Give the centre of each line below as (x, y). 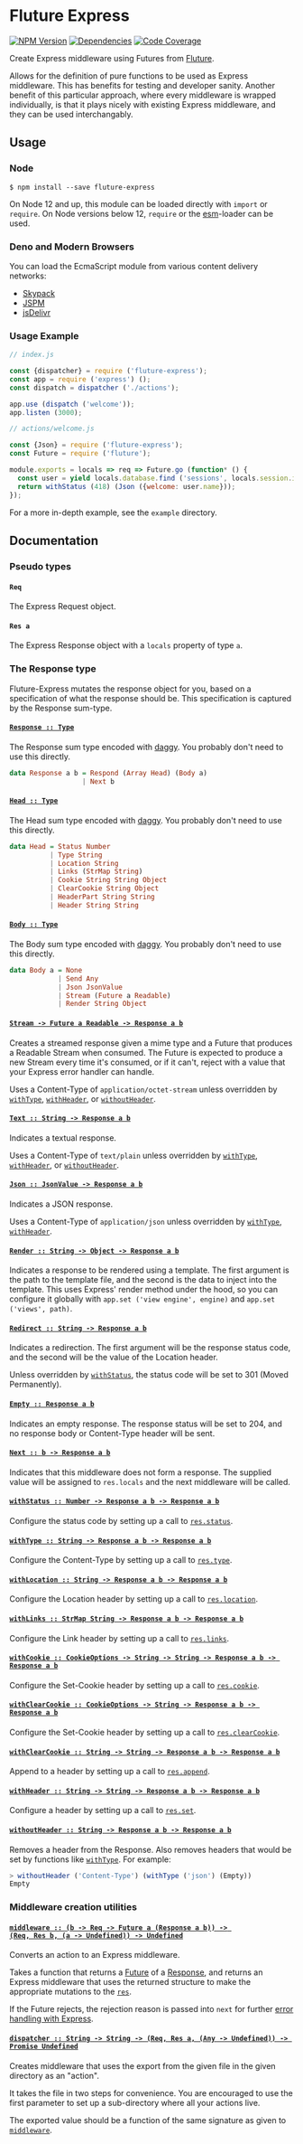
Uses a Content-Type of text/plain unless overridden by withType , (134, 1155)
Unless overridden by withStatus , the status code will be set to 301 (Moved (149, 1375)
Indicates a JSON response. (61, 1204)
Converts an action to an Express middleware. (95, 1955)
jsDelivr (37, 312)
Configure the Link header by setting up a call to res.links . (119, 1638)
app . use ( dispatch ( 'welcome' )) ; (72, 404)
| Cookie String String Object (108, 880)
